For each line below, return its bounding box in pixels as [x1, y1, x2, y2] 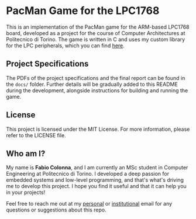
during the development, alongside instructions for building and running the [6, 86, 188, 94]
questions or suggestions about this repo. [6, 206, 106, 214]
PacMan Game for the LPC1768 [6, 4, 160, 18]
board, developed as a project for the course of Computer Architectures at [6, 29, 185, 36]
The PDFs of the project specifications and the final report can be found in [6, 74, 185, 81]
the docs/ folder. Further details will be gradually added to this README [6, 81, 178, 88]
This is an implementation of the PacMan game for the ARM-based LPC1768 [6, 23, 190, 30]
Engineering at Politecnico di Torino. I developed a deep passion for [6, 171, 170, 178]
